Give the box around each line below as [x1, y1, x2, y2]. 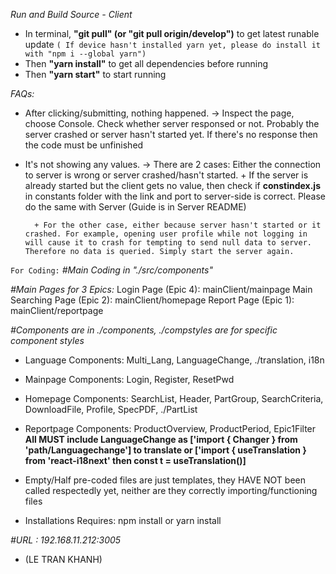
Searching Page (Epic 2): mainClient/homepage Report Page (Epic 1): [10, 294, 295, 306]
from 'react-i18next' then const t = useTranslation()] [24, 455, 247, 466]
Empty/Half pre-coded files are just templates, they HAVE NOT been [24, 474, 306, 486]
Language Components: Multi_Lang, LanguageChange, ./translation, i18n [24, 354, 325, 366]
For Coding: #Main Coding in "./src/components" [10, 264, 213, 276]
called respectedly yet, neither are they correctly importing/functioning [24, 485, 318, 496]
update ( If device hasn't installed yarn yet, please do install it [24, 39, 321, 50]
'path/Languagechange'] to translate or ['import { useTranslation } [24, 444, 307, 456]
